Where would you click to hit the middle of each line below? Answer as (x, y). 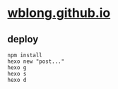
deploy (23, 39)
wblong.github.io (59, 13)
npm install (25, 55)
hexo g (17, 68)
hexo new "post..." (36, 61)
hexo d (17, 80)
